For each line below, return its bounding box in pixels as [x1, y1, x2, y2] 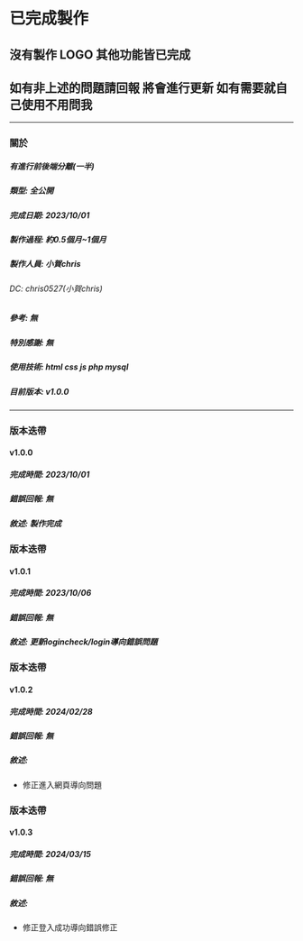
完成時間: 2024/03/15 [9, 848, 92, 859]
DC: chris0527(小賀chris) [9, 283, 104, 294]
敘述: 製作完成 [9, 517, 61, 528]
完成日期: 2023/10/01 [9, 209, 90, 221]
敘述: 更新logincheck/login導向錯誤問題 [9, 636, 158, 647]
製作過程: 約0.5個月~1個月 [9, 234, 106, 245]
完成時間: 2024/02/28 [9, 706, 93, 717]
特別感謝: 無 [9, 337, 54, 348]
